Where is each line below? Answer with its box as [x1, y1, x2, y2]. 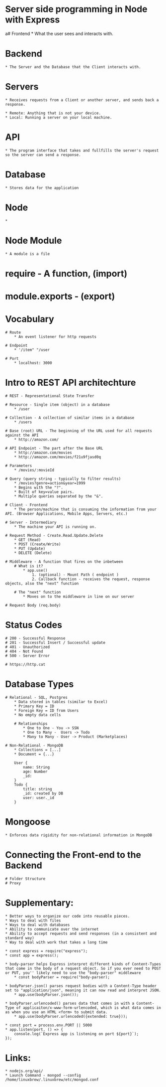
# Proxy [5, 881, 21, 886]
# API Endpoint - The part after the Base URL [5, 446, 103, 451]
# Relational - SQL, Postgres [5, 695, 68, 700]
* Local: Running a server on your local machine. [5, 115, 112, 120]
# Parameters [5, 463, 32, 468]
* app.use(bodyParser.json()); [14, 992, 79, 997]
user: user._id [23, 795, 55, 800]
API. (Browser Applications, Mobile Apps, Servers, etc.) [5, 511, 128, 516]
